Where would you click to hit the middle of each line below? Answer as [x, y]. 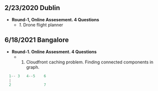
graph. [33, 67]
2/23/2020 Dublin [32, 8]
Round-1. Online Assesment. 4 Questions [54, 52]
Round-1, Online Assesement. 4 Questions [55, 19]
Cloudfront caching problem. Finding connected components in [90, 62]
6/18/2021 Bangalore [37, 40]
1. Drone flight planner [41, 25]
